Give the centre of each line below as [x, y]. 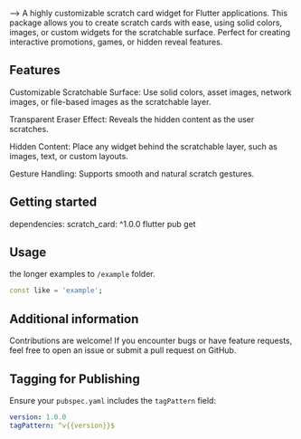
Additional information [74, 319]
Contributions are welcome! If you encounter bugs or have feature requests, [151, 341]
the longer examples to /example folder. [82, 274]
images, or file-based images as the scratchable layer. [110, 101]
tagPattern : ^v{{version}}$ [62, 425]
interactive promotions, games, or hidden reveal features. [116, 42]
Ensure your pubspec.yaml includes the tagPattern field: [113, 400]
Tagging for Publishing [75, 379]
